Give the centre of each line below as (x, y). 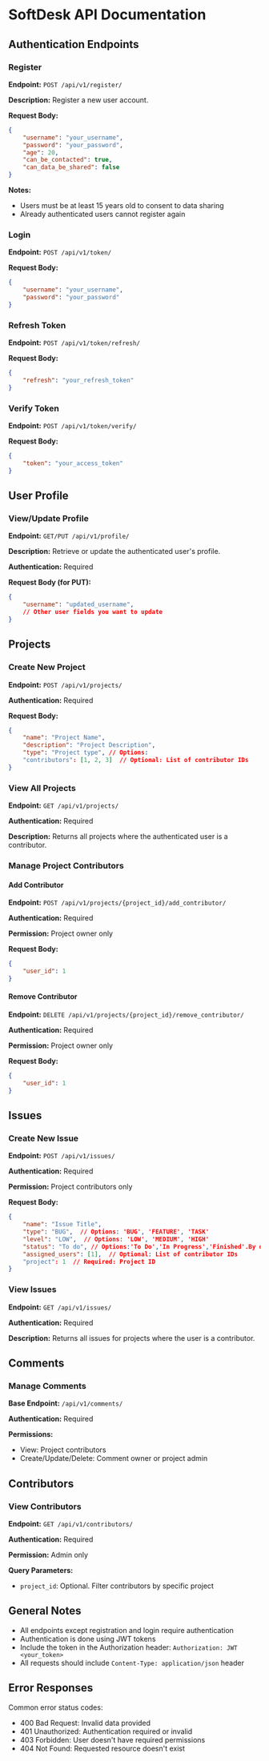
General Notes (45, 1611)
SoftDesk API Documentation (107, 15)
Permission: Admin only (48, 1555)
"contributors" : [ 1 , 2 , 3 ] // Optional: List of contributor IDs (136, 760)
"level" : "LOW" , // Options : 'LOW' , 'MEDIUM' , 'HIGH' (116, 1239)
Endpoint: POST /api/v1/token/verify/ (72, 426)
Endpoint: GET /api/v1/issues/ (60, 1307)
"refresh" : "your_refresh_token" (78, 380)
